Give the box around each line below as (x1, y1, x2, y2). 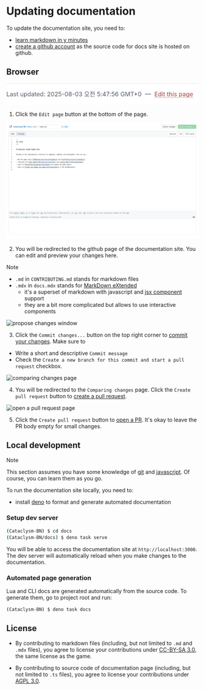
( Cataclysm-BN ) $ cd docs (6, 528, 72, 534)
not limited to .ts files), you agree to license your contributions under (15, 671, 189, 678)
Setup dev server (6, 513, 59, 522)
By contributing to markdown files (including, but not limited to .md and (15, 639, 193, 647)
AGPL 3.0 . (15, 677, 41, 685)
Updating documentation (6, 4, 136, 18)
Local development (6, 440, 81, 451)
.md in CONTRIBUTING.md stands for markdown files (15, 275, 139, 283)
